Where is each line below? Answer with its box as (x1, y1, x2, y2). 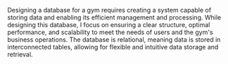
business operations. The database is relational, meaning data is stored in (7, 35, 221, 44)
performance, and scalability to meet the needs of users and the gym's (7, 28, 213, 36)
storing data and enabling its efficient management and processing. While (7, 13, 222, 22)
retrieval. (7, 50, 33, 58)
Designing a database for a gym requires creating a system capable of (7, 6, 212, 14)
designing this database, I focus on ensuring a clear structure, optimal (7, 21, 210, 29)
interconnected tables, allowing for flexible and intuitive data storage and (7, 43, 219, 51)
